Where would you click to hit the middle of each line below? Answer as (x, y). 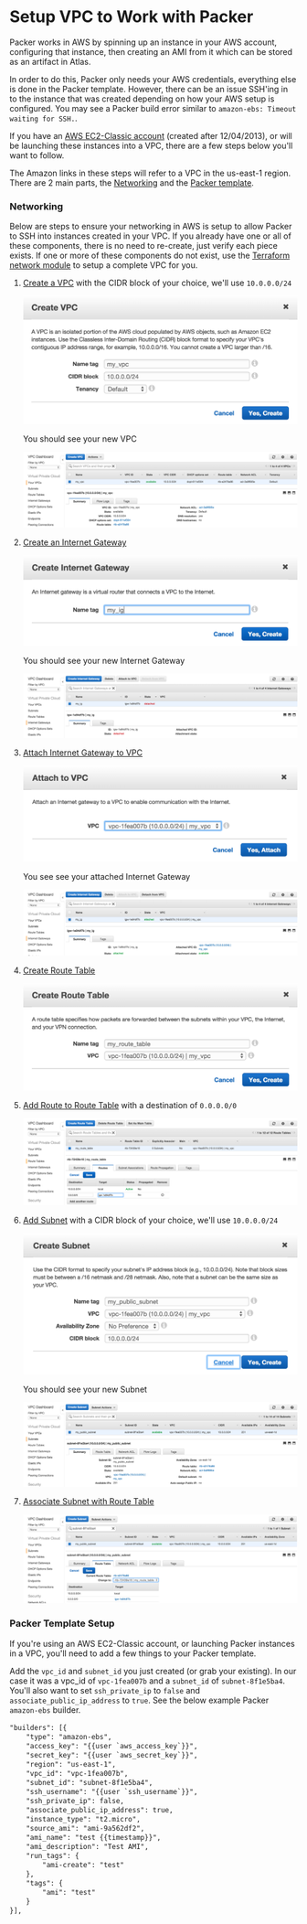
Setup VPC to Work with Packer (132, 17)
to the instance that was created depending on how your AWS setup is (142, 99)
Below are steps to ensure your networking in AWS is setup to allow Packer (151, 227)
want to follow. (37, 155)
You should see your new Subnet (85, 1390)
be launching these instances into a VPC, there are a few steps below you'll (151, 145)
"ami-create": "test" (84, 1865)
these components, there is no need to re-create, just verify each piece (144, 246)
